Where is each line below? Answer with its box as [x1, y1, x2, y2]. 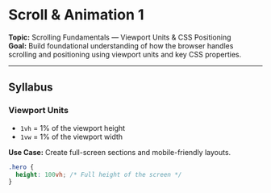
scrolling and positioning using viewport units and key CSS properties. [8, 49, 242, 59]
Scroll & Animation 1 [8, 6, 144, 24]
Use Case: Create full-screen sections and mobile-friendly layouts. [8, 147, 231, 157]
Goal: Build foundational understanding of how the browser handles [8, 40, 234, 50]
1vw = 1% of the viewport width [19, 132, 123, 141]
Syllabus [8, 81, 54, 94]
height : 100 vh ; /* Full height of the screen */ [15, 170, 182, 178]
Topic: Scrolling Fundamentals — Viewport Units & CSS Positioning [8, 32, 231, 42]
